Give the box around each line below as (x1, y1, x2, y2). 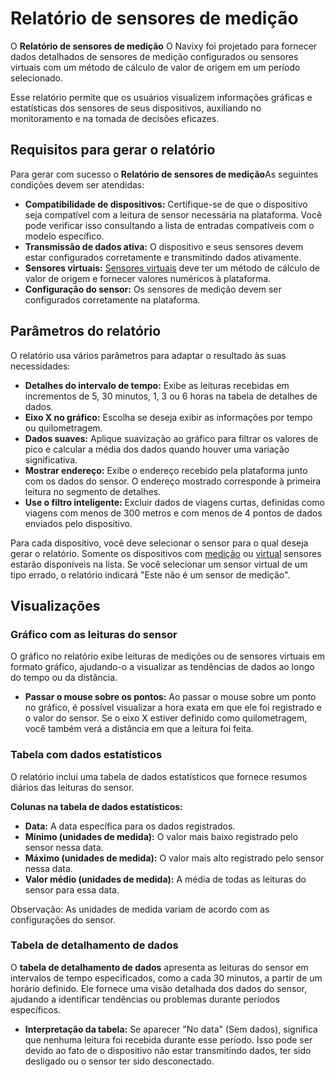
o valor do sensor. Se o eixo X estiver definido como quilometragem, (24, 712, 308, 724)
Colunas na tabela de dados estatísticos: (10, 800, 183, 812)
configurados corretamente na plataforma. (24, 293, 201, 306)
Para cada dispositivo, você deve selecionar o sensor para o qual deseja (10, 537, 309, 549)
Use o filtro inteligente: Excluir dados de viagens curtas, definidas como (24, 496, 325, 508)
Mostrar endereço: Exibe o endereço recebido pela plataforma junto (24, 464, 308, 476)
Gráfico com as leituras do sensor (10, 627, 178, 641)
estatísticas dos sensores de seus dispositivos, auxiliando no (10, 102, 262, 114)
